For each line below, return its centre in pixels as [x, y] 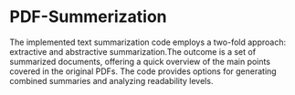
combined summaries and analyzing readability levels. [111, 80]
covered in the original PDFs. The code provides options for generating [143, 71]
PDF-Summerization [88, 17]
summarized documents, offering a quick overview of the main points [140, 61]
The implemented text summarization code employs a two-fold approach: [147, 42]
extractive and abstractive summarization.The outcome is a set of [133, 51]
